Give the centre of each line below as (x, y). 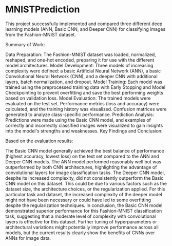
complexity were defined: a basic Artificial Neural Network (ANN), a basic (83, 71)
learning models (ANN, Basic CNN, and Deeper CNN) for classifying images (85, 29)
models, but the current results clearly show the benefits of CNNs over (80, 233)
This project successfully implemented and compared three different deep (84, 24)
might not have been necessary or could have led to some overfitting (78, 200)
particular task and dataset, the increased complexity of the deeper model (84, 194)
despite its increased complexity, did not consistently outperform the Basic (84, 178)
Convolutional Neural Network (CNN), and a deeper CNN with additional (81, 76)
